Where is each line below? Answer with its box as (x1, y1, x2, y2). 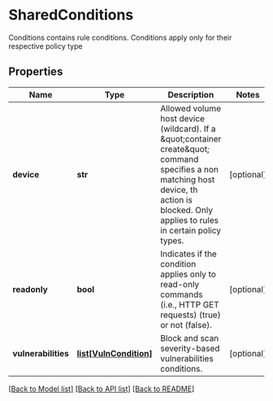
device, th (159, 184, 198, 195)
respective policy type (8, 41, 83, 50)
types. (159, 234, 184, 246)
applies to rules (159, 214, 219, 225)
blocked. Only (159, 204, 214, 216)
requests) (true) (159, 309, 221, 320)
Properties (8, 65, 63, 79)
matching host (159, 173, 215, 185)
